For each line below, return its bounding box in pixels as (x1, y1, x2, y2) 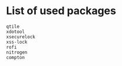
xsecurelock (6, 34, 35, 39)
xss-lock (6, 39, 28, 45)
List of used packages (6, 4, 117, 18)
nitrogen (6, 49, 28, 55)
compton (6, 54, 25, 60)
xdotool (6, 28, 25, 35)
